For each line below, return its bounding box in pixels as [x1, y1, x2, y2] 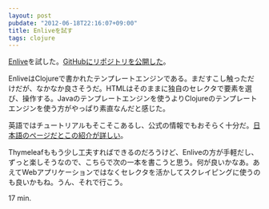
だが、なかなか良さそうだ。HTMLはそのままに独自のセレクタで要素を [14, 84, 246, 93]
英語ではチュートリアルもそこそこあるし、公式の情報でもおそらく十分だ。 [8, 120, 254, 130]
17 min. [8, 193, 32, 203]
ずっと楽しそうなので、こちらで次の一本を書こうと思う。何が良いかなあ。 [8, 157, 254, 168]
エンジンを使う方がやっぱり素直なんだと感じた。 [8, 104, 170, 113]
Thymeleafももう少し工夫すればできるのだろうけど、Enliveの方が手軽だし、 [8, 148, 259, 157]
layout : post [8, 11, 52, 20]
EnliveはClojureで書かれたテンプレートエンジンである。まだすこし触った [8, 73, 248, 84]
